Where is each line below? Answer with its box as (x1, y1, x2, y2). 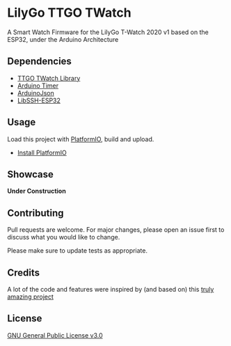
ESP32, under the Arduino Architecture (7, 35, 119, 43)
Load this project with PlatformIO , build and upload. (7, 134, 154, 143)
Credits (7, 267, 40, 278)
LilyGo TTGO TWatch (7, 5, 132, 21)
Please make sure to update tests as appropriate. (7, 246, 148, 255)
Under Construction (7, 187, 66, 196)
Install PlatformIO (17, 148, 67, 157)
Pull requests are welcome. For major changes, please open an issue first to (7, 226, 225, 234)
